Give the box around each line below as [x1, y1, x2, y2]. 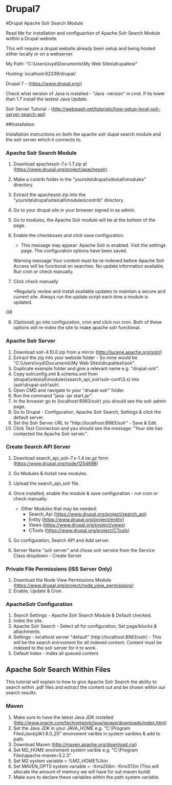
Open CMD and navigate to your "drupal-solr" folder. [13, 387, 125, 393]
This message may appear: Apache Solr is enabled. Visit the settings [20, 242, 166, 248]
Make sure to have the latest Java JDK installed [13, 714, 114, 720]
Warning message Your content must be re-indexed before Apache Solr [13, 258, 165, 264]
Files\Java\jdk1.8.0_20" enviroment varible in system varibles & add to [13, 730, 161, 736]
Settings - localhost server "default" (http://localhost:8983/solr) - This [13, 634, 162, 640]
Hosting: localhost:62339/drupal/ [6, 70, 76, 77]
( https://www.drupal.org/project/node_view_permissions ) [13, 582, 134, 589]
